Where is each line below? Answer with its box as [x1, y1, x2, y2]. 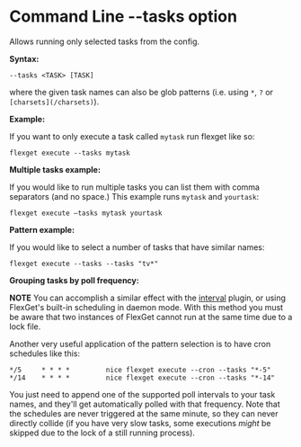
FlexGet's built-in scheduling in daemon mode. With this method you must [9, 301, 284, 312]
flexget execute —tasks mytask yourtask [9, 209, 164, 218]
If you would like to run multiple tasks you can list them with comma [9, 182, 261, 192]
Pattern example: [9, 224, 75, 235]
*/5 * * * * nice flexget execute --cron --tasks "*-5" [9, 365, 271, 374]
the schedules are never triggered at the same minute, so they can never [9, 407, 279, 419]
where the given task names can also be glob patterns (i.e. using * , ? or [9, 86, 274, 97]
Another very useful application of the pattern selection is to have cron [9, 338, 271, 349]
